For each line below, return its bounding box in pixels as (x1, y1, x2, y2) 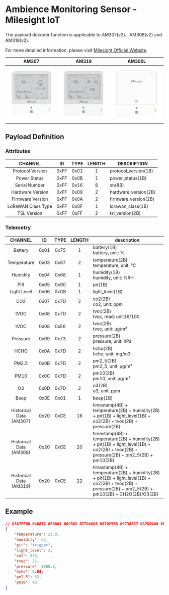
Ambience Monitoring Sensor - (5, 4, 137, 15)
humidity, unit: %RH (93, 274, 134, 281)
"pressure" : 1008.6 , (14, 564, 57, 569)
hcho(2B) (93, 345, 113, 351)
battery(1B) (93, 244, 117, 251)
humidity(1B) (93, 269, 120, 275)
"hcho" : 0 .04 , (14, 569, 44, 574)
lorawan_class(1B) (110, 203, 148, 209)
